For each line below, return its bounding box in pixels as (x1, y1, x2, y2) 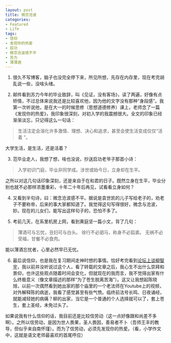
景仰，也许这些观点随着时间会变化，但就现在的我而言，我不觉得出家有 (12, 270, 160, 276)
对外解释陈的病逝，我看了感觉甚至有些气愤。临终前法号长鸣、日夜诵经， (12, 289, 164, 296)
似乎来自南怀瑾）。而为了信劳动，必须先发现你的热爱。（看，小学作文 (18, 326, 161, 332)
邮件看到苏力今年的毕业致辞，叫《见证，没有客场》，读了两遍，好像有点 (12, 91, 162, 97)
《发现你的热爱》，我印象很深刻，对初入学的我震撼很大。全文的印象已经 (12, 111, 162, 117)
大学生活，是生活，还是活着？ (5, 145, 68, 151)
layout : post (5, 7, 33, 13)
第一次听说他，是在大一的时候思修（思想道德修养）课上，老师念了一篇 (12, 104, 160, 110)
